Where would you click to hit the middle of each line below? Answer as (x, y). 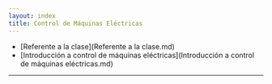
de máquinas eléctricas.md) (66, 63)
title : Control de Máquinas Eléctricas (76, 23)
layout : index (32, 16)
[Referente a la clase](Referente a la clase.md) (98, 46)
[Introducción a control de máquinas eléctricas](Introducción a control (137, 55)
